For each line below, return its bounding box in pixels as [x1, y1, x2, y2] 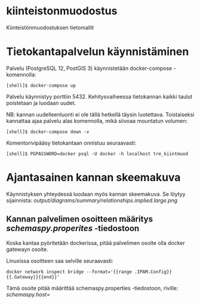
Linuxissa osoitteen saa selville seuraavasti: [6, 257, 113, 264]
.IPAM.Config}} [134, 269, 172, 275]
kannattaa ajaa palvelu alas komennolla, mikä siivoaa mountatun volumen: [6, 117, 188, 124]
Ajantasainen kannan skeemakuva [6, 171, 181, 185]
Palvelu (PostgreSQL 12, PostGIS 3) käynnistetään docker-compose [6, 65, 172, 72]
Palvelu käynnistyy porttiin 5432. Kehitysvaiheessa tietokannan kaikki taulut [6, 93, 193, 100]
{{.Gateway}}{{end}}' [6, 274, 60, 280]
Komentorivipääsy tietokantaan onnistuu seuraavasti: [6, 139, 137, 146]
